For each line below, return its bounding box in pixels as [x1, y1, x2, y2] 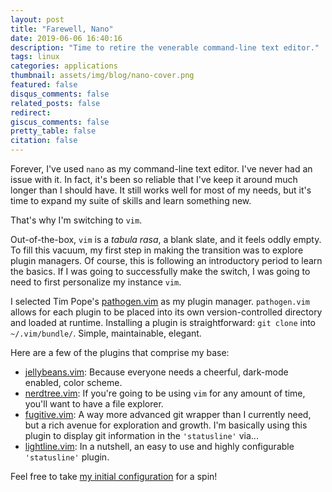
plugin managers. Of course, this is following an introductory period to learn [10, 255, 323, 266]
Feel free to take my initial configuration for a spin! [10, 471, 218, 482]
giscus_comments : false [10, 117, 110, 127]
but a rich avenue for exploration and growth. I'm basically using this [24, 419, 308, 431]
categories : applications [10, 61, 118, 71]
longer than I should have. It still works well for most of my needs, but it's [10, 184, 312, 196]
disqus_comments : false [10, 89, 110, 99]
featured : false [10, 80, 78, 90]
